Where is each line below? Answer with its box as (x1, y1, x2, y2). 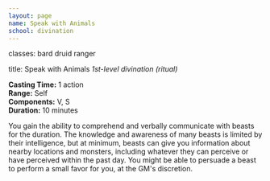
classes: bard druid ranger (8, 49, 97, 59)
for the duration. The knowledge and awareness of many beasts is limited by (8, 130, 263, 139)
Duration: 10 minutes (8, 105, 78, 115)
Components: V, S (8, 97, 70, 107)
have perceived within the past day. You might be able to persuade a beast (8, 155, 256, 165)
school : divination (8, 27, 74, 35)
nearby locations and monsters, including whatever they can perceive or (8, 146, 249, 157)
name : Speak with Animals (8, 19, 95, 27)
